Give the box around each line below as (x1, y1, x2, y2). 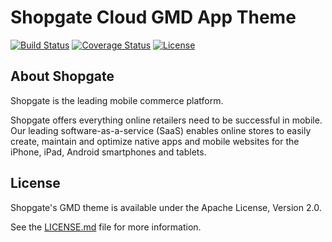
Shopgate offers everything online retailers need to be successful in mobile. (10, 114, 323, 126)
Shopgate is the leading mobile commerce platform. (10, 94, 224, 106)
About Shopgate (10, 68, 115, 85)
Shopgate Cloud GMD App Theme (10, 6, 297, 29)
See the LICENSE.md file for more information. (10, 221, 202, 233)
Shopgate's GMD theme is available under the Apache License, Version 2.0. (10, 201, 322, 213)
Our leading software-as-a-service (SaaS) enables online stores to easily (10, 124, 312, 136)
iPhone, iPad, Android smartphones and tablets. (10, 146, 207, 158)
